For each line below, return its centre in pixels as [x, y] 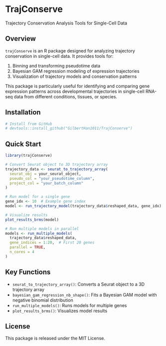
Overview [21, 39]
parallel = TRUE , [28, 247]
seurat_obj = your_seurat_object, [45, 174]
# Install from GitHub [29, 124]
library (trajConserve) [29, 156]
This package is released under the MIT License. [55, 339]
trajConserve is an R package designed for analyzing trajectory [70, 50]
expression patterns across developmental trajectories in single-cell [75, 91]
